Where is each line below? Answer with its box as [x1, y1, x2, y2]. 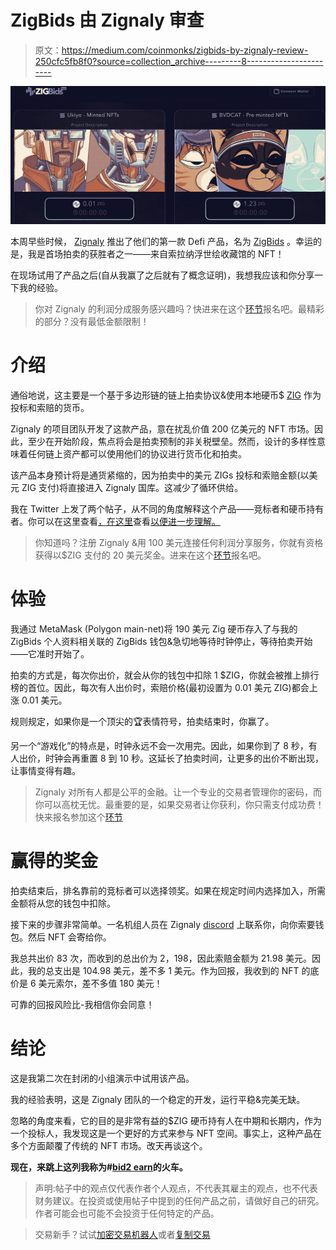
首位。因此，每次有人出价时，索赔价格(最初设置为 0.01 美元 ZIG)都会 [27, 681, 310, 693]
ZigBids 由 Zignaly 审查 [10, 9, 205, 32]
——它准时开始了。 [10, 647, 90, 660]
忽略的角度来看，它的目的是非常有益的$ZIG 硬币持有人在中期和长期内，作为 [10, 1114, 322, 1126]
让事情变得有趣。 [10, 764, 81, 776]
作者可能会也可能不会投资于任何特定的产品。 [34, 1207, 220, 1219]
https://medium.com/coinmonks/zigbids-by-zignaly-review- [61, 44, 309, 56]
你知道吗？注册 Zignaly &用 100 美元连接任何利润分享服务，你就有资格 [34, 536, 324, 548]
